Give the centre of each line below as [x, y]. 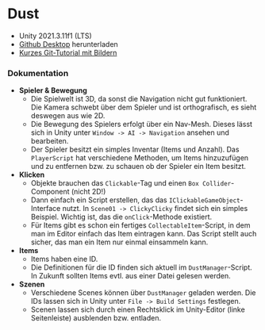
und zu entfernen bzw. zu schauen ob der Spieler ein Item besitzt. [138, 167]
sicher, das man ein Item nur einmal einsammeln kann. [119, 242]
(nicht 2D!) [88, 192]
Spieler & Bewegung [53, 90]
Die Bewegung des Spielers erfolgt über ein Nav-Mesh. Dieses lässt [142, 125]
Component [50, 192]
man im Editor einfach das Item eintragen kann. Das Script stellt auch [144, 234]
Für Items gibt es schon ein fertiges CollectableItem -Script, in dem [140, 225]
